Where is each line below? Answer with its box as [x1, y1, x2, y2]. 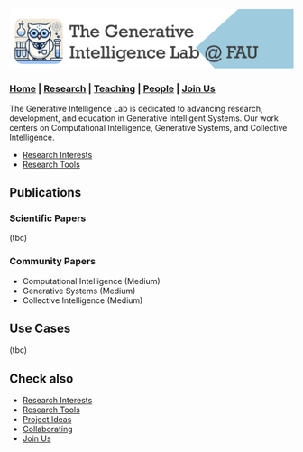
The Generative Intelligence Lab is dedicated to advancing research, [9, 103, 263, 114]
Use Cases [9, 321, 71, 336]
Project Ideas [22, 414, 72, 425]
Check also [9, 371, 74, 386]
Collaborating [22, 424, 73, 435]
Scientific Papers [9, 212, 87, 225]
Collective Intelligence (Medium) [22, 294, 143, 306]
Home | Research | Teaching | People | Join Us [9, 82, 216, 95]
